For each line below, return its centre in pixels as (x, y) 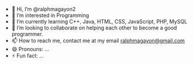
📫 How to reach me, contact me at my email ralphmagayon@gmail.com (98, 41)
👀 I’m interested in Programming (50, 15)
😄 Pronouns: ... (30, 49)
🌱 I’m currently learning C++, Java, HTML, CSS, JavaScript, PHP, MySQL (99, 21)
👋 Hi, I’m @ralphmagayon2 (44, 9)
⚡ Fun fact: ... (27, 55)
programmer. (27, 34)
